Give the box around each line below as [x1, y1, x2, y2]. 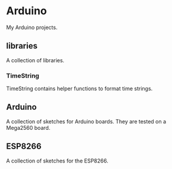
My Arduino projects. [6, 24, 58, 31]
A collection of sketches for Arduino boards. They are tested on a [6, 117, 167, 125]
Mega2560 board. [6, 124, 51, 131]
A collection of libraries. [6, 56, 64, 63]
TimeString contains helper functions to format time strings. [6, 85, 153, 93]
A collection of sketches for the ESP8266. [6, 157, 108, 164]
